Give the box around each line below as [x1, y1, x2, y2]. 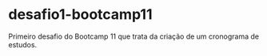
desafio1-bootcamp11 [8, 6, 153, 24]
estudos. [8, 39, 38, 49]
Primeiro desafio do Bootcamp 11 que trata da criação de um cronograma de [8, 32, 260, 41]
